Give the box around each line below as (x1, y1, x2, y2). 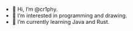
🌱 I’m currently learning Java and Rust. (12, 18, 110, 25)
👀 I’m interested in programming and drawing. (12, 12, 128, 19)
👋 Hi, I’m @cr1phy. (12, 6, 58, 13)
